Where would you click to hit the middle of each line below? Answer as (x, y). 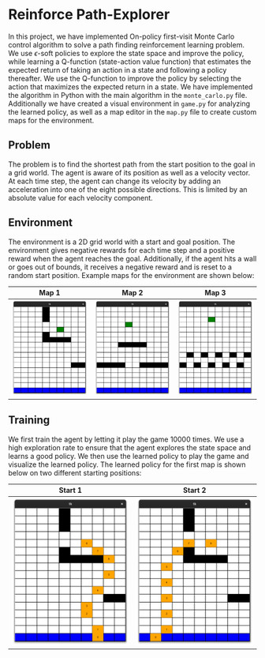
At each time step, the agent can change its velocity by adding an (114, 181)
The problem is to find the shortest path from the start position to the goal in (132, 164)
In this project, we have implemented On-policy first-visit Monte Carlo (121, 36)
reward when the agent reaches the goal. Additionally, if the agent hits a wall (132, 258)
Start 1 (71, 491)
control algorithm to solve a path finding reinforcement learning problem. (126, 44)
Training (29, 420)
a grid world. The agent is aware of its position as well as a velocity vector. (129, 172)
